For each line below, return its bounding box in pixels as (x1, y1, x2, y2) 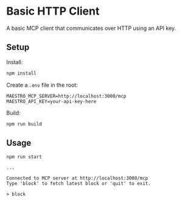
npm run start (6, 154, 43, 160)
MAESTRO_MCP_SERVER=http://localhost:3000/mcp (6, 93, 127, 99)
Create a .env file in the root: (6, 81, 78, 88)
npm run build (6, 121, 43, 127)
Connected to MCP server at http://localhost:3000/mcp (6, 175, 149, 181)
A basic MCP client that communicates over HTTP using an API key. (6, 24, 177, 32)
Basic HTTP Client (6, 4, 100, 18)
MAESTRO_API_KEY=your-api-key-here (6, 98, 97, 104)
